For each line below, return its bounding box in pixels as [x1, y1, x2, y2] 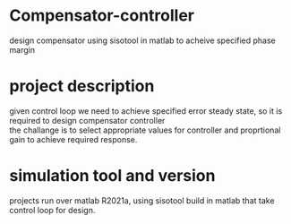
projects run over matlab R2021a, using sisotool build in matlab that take [9, 194, 275, 206]
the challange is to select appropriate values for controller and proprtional [9, 125, 281, 135]
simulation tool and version [9, 166, 216, 186]
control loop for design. [9, 204, 96, 215]
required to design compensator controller [9, 115, 166, 125]
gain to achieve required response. [9, 134, 138, 144]
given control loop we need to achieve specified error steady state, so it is [9, 105, 283, 116]
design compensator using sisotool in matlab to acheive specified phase [9, 35, 276, 46]
